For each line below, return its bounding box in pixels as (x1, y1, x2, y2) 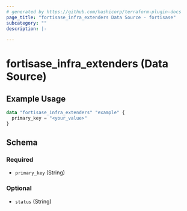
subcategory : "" (6, 20, 47, 26)
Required (6, 156, 34, 164)
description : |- (6, 25, 47, 32)
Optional (6, 184, 32, 192)
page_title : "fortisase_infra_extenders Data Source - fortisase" (6, 14, 176, 20)
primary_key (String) (14, 169, 65, 176)
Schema (6, 138, 38, 148)
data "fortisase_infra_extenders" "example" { (6, 109, 125, 116)
